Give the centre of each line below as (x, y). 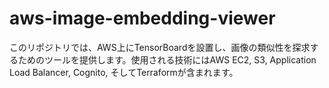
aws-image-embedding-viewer (142, 18)
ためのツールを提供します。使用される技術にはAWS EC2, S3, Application (167, 59)
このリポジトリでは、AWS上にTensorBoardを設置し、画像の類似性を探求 (160, 47)
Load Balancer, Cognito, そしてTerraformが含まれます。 (124, 72)
